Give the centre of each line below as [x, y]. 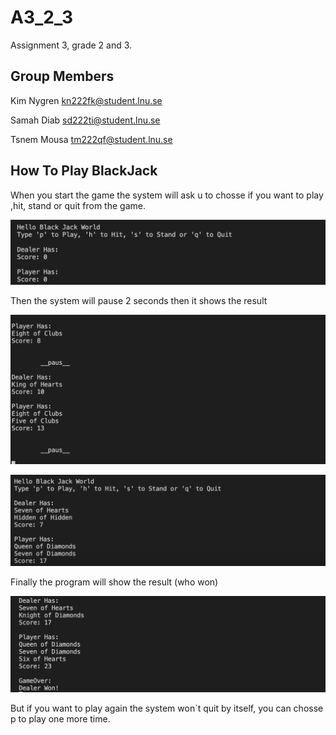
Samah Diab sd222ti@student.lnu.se [85, 120]
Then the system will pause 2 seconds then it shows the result [139, 301]
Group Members [62, 76]
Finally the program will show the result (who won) [114, 582]
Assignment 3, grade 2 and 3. [71, 45]
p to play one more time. [60, 718]
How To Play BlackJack [84, 171]
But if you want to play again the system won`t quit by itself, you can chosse [167, 708]
